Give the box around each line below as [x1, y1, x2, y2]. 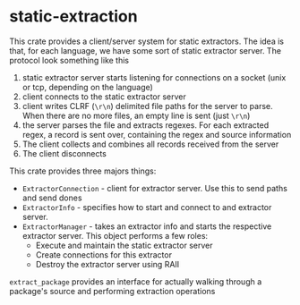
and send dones [21, 192, 82, 203]
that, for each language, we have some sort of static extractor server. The [9, 45, 282, 55]
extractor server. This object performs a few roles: [21, 230, 209, 241]
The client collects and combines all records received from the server [21, 139, 279, 149]
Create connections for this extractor [35, 249, 173, 260]
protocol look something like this [9, 55, 130, 65]
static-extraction [9, 6, 138, 27]
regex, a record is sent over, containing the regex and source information [21, 129, 292, 140]
